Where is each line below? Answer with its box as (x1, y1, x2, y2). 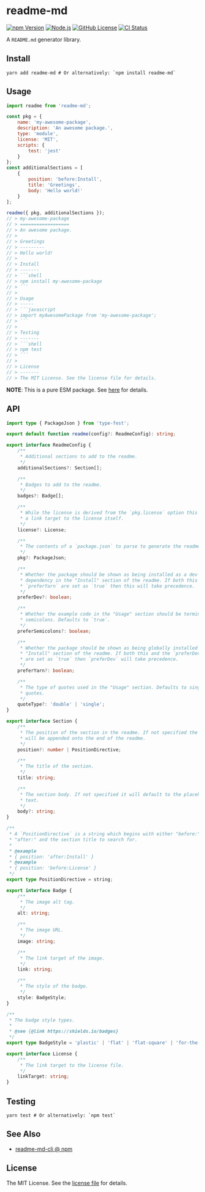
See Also (6, 1129, 41, 1139)
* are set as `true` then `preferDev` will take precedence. (20, 656, 179, 663)
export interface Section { (6, 718, 78, 725)
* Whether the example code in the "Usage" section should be (20, 611, 182, 617)
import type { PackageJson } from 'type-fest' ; (6, 420, 130, 426)
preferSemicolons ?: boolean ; (17, 628, 92, 634)
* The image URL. (20, 927, 64, 933)
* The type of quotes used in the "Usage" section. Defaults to (20, 684, 187, 690)
